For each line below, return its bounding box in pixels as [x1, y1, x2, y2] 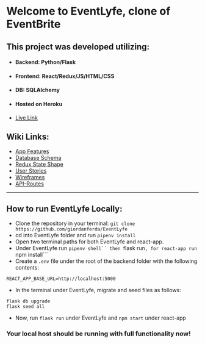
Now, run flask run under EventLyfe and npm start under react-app [15, 314, 186, 321]
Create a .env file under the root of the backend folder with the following [15, 257, 198, 265]
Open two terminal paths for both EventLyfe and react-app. [15, 238, 164, 245]
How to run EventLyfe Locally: [6, 203, 123, 214]
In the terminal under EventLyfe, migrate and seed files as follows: [15, 287, 181, 294]
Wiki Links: [6, 131, 49, 142]
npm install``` [15, 251, 48, 259]
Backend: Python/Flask [15, 59, 76, 66]
